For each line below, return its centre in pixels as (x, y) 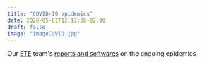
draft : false (27, 27)
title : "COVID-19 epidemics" (50, 14)
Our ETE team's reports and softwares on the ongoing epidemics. (102, 54)
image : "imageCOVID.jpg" (44, 34)
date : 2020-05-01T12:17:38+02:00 (57, 20)
